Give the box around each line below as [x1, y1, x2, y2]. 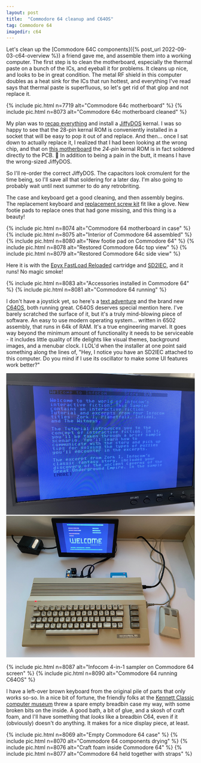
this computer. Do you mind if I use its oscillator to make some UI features [6, 355, 188, 362]
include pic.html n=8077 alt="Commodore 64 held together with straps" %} [6, 750, 193, 758]
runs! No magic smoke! [6, 268, 63, 275]
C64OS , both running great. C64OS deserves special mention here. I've [6, 304, 183, 311]
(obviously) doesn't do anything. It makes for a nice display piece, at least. [6, 719, 190, 727]
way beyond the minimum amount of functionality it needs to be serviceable [6, 329, 194, 337]
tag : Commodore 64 [6, 22, 52, 28]
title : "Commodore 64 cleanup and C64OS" [6, 16, 114, 22]
